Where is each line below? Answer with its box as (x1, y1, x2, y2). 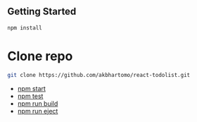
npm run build (17, 99, 58, 108)
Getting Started (7, 6, 77, 18)
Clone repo (7, 48, 73, 64)
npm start (17, 84, 46, 92)
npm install (7, 24, 42, 31)
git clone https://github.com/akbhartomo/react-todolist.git (7, 71, 191, 78)
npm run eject (17, 106, 58, 115)
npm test (17, 92, 44, 100)
